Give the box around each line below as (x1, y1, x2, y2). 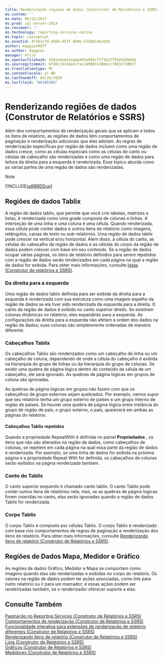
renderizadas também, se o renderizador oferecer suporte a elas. (5, 586, 137, 592)
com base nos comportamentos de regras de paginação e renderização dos (5, 527, 159, 534)
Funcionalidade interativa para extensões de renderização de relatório (5, 624, 146, 630)
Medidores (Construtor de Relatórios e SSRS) (5, 650, 96, 656)
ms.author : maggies (5, 48, 45, 53)
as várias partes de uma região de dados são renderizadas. (5, 164, 124, 170)
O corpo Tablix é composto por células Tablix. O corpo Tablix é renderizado (5, 522, 157, 528)
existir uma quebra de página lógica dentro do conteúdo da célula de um (5, 366, 151, 372)
